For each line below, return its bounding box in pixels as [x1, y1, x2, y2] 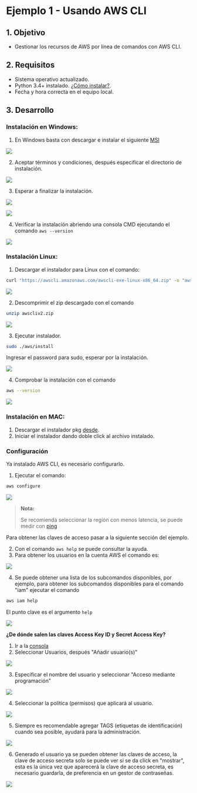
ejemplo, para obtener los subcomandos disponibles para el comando [14, 580, 184, 587]
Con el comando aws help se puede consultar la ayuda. [14, 545, 148, 552]
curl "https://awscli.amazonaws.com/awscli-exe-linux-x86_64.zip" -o [6, 277, 180, 283]
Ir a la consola [14, 642, 49, 649]
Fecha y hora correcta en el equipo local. [14, 88, 114, 95]
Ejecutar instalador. [14, 332, 62, 339]
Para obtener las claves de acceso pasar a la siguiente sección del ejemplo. [6, 534, 189, 541]
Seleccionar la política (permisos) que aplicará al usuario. [14, 700, 154, 707]
